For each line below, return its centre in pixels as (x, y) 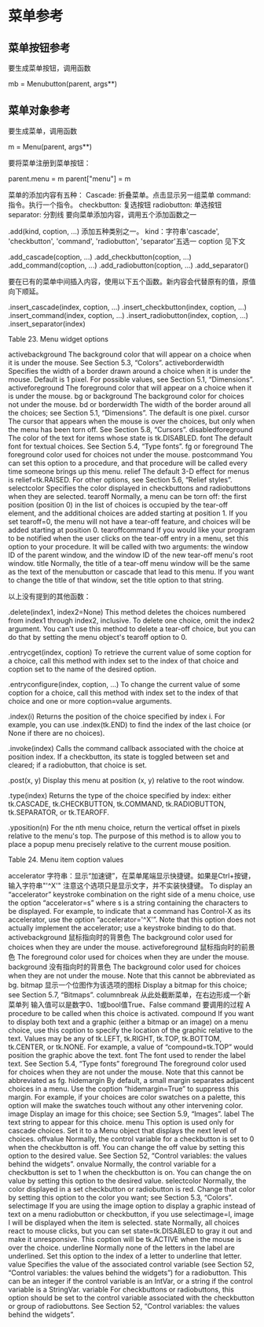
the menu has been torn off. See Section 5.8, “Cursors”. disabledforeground (130, 429)
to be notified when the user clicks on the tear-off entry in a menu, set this (128, 538)
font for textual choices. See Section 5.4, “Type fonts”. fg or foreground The (131, 446)
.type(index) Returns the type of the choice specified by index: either (120, 795)
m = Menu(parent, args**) (50, 146)
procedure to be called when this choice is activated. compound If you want (131, 1013)
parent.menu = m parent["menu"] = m (70, 179)
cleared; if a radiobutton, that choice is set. (78, 765)
